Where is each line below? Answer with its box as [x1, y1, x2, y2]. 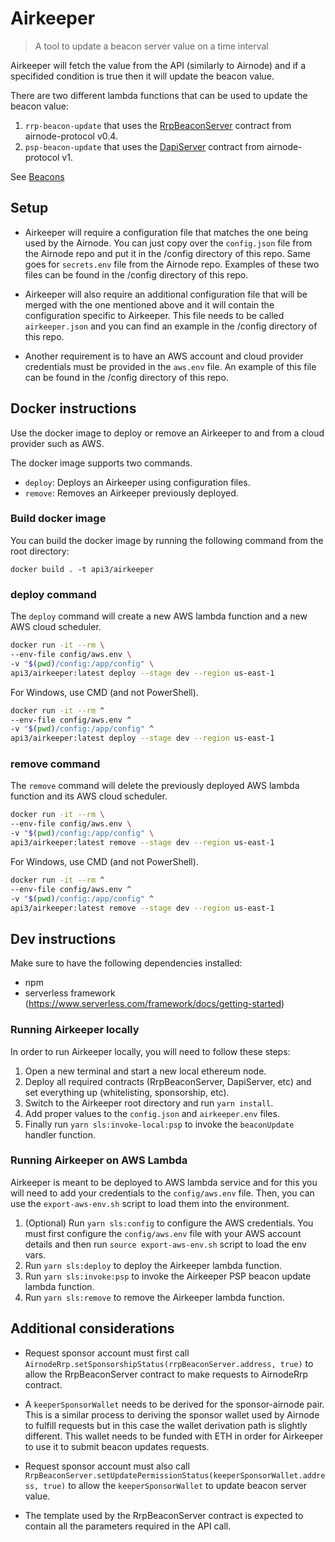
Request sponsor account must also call [24, 1460, 190, 1472]
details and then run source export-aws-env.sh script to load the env [24, 1238, 307, 1250]
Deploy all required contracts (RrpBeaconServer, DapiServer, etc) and [24, 1075, 312, 1087]
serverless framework [24, 987, 116, 999]
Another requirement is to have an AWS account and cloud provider [24, 350, 304, 362]
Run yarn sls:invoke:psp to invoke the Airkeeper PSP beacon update [24, 1270, 312, 1282]
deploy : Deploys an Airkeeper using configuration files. [24, 476, 251, 488]
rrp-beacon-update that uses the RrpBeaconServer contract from [24, 119, 292, 131]
